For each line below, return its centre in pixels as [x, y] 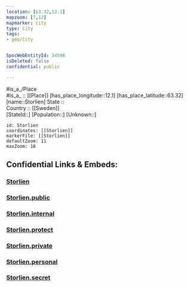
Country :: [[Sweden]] [33, 108]
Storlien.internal [30, 213]
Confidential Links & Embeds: [62, 165]
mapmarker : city [26, 23]
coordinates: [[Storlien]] [40, 130]
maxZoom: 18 [21, 146]
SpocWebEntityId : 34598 [36, 56]
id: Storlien [22, 125]
